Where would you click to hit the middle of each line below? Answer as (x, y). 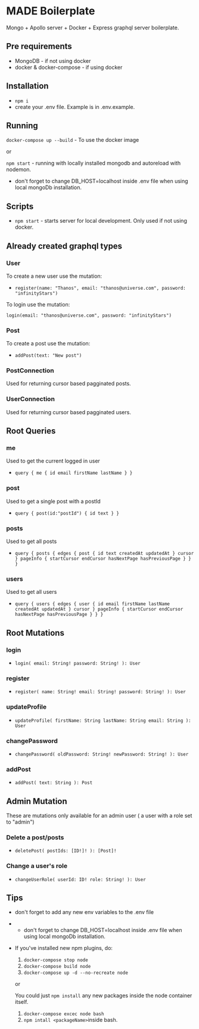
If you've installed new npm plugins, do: (64, 948)
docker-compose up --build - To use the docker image (73, 140)
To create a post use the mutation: (48, 344)
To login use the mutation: (38, 304)
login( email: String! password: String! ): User (78, 664)
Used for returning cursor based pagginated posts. (69, 384)
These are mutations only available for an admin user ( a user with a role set (99, 816)
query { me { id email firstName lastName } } (74, 473)
